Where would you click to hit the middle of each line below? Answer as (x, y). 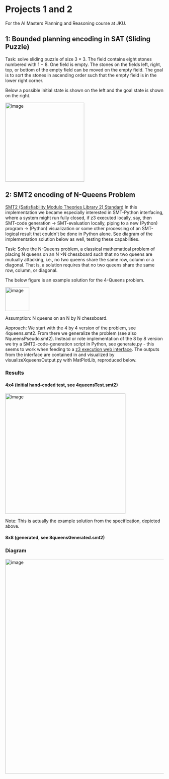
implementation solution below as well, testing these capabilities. (72, 239)
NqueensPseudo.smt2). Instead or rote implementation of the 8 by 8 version (84, 338)
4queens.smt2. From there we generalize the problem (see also (71, 333)
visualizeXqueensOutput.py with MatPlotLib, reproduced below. (71, 360)
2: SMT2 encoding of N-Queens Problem (70, 195)
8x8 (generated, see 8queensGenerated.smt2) (55, 538)
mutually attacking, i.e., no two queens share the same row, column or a (80, 259)
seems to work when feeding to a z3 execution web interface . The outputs (82, 349)
